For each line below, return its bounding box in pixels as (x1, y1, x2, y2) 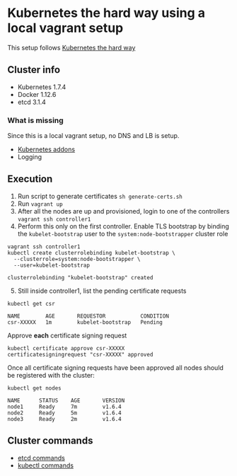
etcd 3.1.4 (17, 98, 46, 106)
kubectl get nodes (7, 384, 62, 392)
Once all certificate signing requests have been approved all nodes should (7, 363, 224, 372)
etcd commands (17, 453, 65, 462)
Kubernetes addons (17, 145, 76, 153)
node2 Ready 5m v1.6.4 (7, 409, 122, 417)
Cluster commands (7, 435, 93, 447)
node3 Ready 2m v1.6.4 (7, 415, 122, 422)
